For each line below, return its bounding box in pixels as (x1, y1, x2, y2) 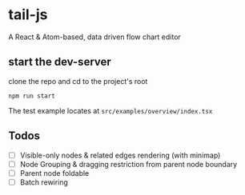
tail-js (8, 6, 48, 24)
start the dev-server (8, 55, 112, 69)
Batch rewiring (19, 177, 68, 187)
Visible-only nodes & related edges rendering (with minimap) (19, 150, 221, 160)
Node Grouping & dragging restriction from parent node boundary (19, 159, 238, 169)
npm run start (8, 92, 56, 100)
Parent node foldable (19, 168, 90, 177)
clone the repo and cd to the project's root (8, 76, 148, 86)
